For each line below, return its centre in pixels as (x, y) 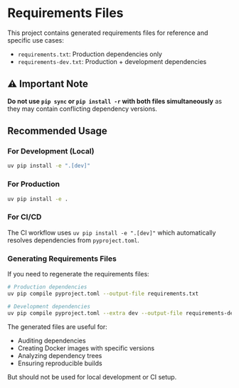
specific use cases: (36, 40)
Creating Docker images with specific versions (86, 348)
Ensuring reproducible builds (60, 363)
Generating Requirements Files (62, 259)
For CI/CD (25, 217)
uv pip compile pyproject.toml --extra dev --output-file (95, 313)
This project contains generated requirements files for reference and (108, 33)
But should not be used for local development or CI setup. (92, 377)
